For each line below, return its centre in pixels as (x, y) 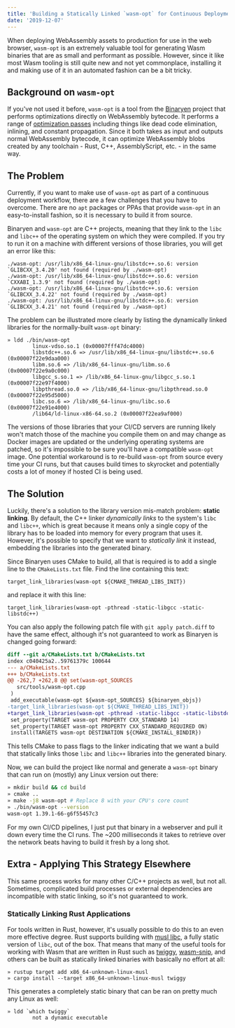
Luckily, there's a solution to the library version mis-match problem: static (114, 510)
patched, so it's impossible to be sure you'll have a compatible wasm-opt (111, 449)
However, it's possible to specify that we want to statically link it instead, (112, 540)
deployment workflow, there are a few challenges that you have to (102, 200)
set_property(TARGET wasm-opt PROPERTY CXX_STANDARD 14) (95, 720)
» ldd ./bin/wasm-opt (39, 340)
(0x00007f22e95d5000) (39, 396)
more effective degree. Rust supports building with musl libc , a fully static (113, 937)
